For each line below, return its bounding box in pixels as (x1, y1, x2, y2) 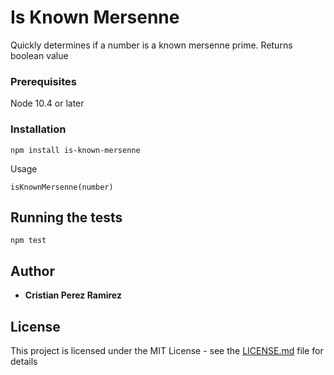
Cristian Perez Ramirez (24, 289, 122, 301)
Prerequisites (10, 74, 77, 88)
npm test (10, 236, 47, 246)
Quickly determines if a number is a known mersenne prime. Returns (10, 39, 293, 51)
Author (10, 262, 55, 280)
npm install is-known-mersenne (10, 145, 141, 155)
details (10, 355, 38, 367)
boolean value (10, 49, 69, 61)
